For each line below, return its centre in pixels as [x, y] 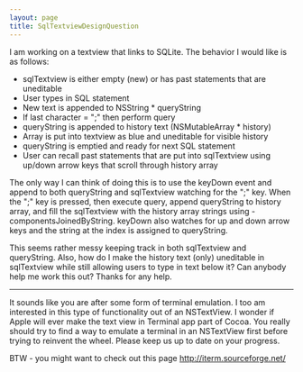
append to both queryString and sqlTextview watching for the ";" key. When [150, 192]
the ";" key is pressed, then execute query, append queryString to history [145, 201]
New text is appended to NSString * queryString [111, 107]
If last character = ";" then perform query [99, 117]
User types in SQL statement [76, 98]
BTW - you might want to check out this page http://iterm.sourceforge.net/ [147, 358]
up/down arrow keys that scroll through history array [120, 165]
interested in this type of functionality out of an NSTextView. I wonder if [142, 312]
